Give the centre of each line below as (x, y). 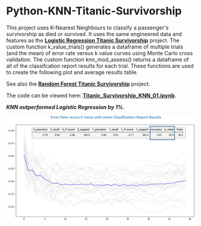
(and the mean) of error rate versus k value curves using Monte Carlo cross (100, 53)
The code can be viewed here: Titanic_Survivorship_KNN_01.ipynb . (91, 95)
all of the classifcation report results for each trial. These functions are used (100, 66)
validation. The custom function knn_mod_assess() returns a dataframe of (97, 59)
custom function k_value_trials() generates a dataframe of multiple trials (95, 47)
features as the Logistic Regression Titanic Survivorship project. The (93, 40)
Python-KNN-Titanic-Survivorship (94, 11)
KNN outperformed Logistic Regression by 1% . (65, 107)
